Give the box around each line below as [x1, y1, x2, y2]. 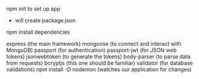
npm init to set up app [6, 5, 61, 12]
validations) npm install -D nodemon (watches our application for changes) [6, 66, 192, 73]
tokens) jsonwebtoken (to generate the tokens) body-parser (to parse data [6, 53, 191, 60]
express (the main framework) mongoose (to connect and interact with [6, 40, 182, 47]
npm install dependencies [6, 28, 70, 36]
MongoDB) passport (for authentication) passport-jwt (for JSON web [6, 46, 177, 54]
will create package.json [14, 17, 76, 24]
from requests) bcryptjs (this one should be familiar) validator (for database [6, 60, 194, 66]
